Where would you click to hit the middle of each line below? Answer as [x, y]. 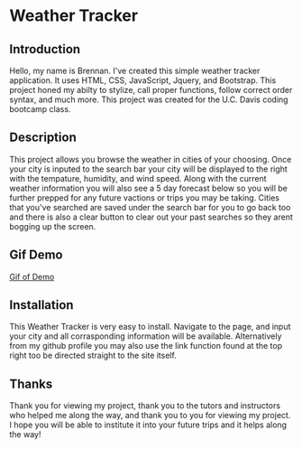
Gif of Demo [32, 276]
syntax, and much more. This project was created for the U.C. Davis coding [149, 99]
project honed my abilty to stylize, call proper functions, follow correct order [151, 90]
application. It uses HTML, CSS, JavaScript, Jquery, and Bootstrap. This [143, 80]
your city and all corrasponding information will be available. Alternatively [146, 336]
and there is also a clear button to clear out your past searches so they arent [151, 217]
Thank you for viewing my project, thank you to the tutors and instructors [145, 406]
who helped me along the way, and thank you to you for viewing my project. [150, 416]
